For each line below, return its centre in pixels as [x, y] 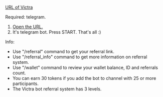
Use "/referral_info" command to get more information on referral [80, 57]
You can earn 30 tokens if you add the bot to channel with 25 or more [84, 78]
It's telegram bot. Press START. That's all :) [57, 32]
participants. [25, 83]
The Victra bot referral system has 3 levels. [57, 89]
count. [19, 73]
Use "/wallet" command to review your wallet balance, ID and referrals [85, 68]
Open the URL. [28, 27]
